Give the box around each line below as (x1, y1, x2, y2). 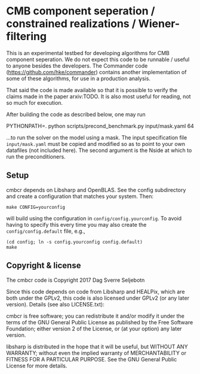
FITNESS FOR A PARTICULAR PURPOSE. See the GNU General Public (6, 355, 177, 363)
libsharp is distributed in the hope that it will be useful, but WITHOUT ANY (6, 343, 188, 350)
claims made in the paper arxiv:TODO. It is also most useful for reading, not (6, 93, 191, 100)
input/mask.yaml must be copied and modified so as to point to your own (6, 140, 185, 147)
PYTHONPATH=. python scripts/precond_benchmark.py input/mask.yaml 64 (6, 122, 194, 129)
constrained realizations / (6, 17, 136, 31)
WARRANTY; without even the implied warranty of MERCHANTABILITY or (6, 349, 187, 357)
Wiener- (138, 17, 180, 31)
